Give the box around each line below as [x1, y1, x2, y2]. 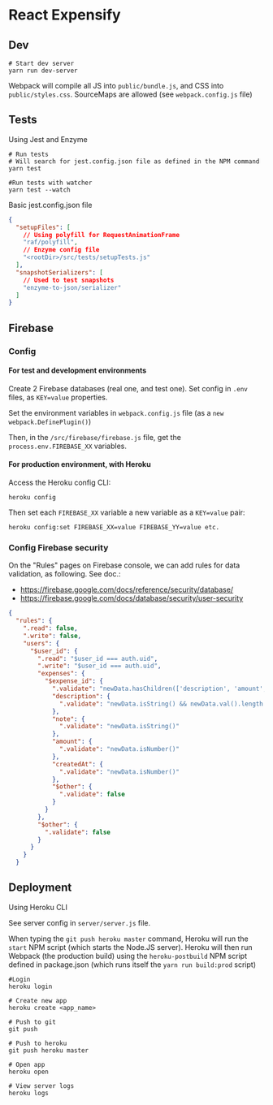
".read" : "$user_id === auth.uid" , [37, 654, 158, 663]
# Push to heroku [8, 1039, 67, 1047]
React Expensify [8, 6, 121, 24]
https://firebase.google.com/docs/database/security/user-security [19, 594, 244, 603]
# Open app [8, 1060, 45, 1068]
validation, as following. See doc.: [8, 569, 121, 579]
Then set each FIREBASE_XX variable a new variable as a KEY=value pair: [8, 507, 245, 517]
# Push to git [8, 1017, 57, 1026]
